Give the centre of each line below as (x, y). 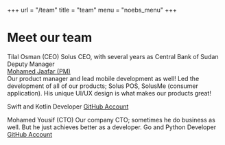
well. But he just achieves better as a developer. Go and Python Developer (112, 127)
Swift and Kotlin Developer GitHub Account (68, 107)
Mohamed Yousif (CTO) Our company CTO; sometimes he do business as (111, 120)
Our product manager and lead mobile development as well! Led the (103, 78)
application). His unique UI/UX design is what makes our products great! (109, 93)
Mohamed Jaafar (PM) (39, 71)
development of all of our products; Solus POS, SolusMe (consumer (103, 86)
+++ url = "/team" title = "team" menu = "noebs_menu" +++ (92, 10)
